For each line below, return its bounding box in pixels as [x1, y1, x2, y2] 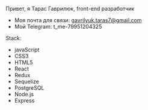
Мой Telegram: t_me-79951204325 [14, 23, 102, 30]
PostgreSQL [14, 84, 45, 91]
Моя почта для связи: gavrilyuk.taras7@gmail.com [14, 17, 142, 23]
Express [14, 97, 35, 104]
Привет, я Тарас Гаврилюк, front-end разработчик [5, 5, 135, 12]
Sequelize [14, 78, 40, 85]
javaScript [14, 46, 40, 53]
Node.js [14, 91, 34, 97]
